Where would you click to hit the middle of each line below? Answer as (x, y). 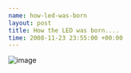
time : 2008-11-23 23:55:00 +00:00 (66, 38)
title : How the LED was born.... (64, 30)
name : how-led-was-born (48, 15)
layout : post (30, 23)
